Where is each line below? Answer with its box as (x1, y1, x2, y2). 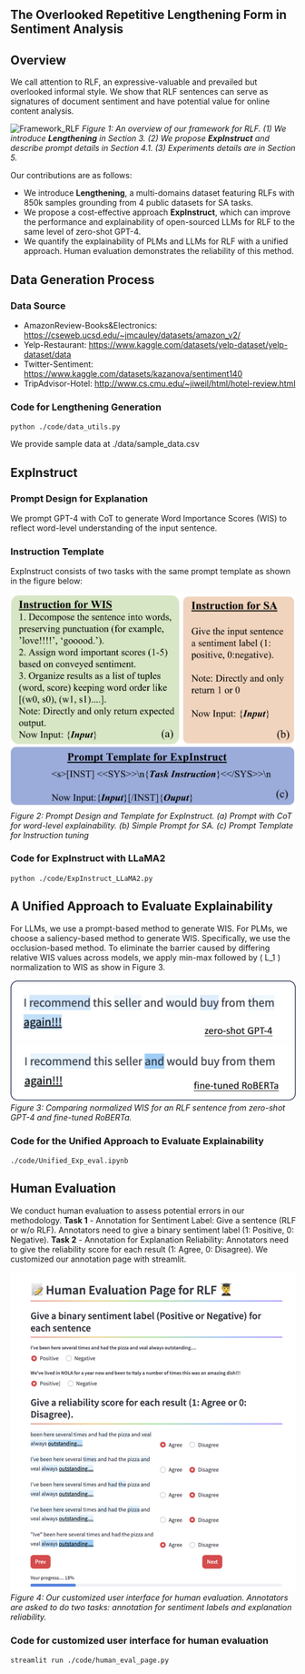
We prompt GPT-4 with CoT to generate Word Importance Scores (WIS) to (10, 512, 287, 523)
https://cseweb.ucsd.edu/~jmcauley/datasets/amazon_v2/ (23, 330, 241, 340)
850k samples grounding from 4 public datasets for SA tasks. (23, 198, 253, 208)
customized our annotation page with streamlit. (10, 1253, 187, 1264)
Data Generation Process (10, 272, 155, 288)
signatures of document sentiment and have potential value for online (10, 96, 271, 107)
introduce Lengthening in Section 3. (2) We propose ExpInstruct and (10, 133, 271, 144)
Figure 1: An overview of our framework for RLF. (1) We (81, 123, 287, 135)
